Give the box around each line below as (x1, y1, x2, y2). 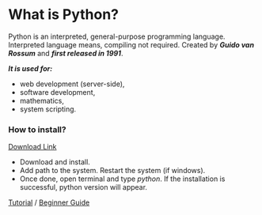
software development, (19, 87, 96, 96)
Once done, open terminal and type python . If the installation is (19, 174, 226, 183)
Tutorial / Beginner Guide (8, 198, 90, 207)
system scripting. (19, 104, 77, 114)
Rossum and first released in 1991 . (8, 48, 123, 58)
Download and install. (19, 157, 91, 167)
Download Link (8, 142, 57, 152)
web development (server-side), (19, 79, 125, 89)
